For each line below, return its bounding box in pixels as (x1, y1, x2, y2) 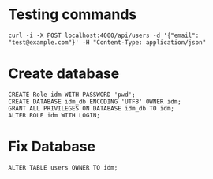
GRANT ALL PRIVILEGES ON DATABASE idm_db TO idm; (8, 104, 175, 112)
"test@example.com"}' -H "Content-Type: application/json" (8, 38, 207, 47)
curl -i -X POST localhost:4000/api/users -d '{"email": (8, 32, 200, 39)
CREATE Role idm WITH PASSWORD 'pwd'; (8, 91, 136, 99)
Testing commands (8, 6, 137, 24)
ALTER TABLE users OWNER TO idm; (8, 163, 118, 171)
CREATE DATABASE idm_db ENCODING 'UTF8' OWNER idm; (8, 97, 181, 106)
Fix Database (8, 138, 96, 155)
